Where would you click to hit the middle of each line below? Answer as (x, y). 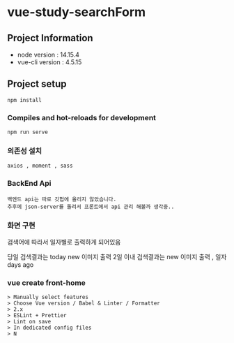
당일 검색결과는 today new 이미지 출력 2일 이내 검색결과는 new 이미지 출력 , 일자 (117, 257)
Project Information (50, 38)
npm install (24, 100)
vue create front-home (46, 282)
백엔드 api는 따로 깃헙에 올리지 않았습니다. (62, 199)
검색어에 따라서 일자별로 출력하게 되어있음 (64, 242)
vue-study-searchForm (77, 12)
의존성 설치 (25, 151)
